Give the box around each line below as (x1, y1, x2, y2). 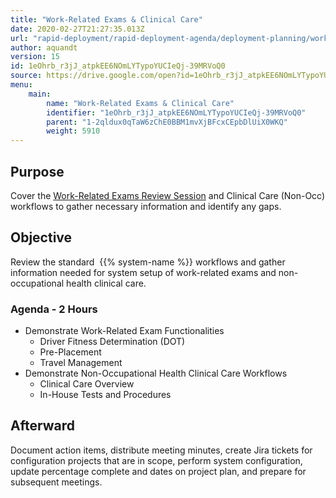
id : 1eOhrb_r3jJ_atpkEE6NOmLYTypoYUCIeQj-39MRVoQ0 (10, 61, 226, 71)
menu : (10, 80, 33, 90)
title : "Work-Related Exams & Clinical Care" (10, 14, 203, 25)
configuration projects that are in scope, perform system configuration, (10, 454, 303, 466)
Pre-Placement (39, 346, 102, 358)
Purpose (10, 163, 65, 180)
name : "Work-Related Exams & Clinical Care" (46, 98, 235, 108)
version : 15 (10, 52, 60, 62)
